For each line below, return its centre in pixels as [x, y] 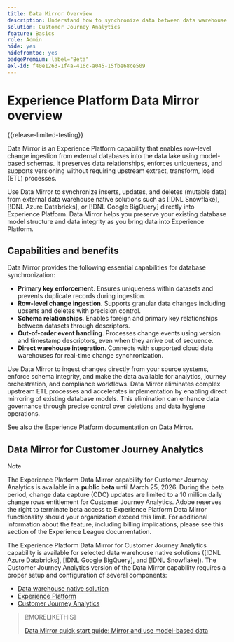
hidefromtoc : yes [33, 53]
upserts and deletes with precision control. [79, 311]
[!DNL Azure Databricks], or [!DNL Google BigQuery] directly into [101, 207]
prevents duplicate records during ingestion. [81, 296]
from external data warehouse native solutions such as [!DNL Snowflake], [113, 199]
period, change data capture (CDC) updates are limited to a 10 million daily [115, 495]
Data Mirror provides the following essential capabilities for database [107, 267]
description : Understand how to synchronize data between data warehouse [117, 20]
